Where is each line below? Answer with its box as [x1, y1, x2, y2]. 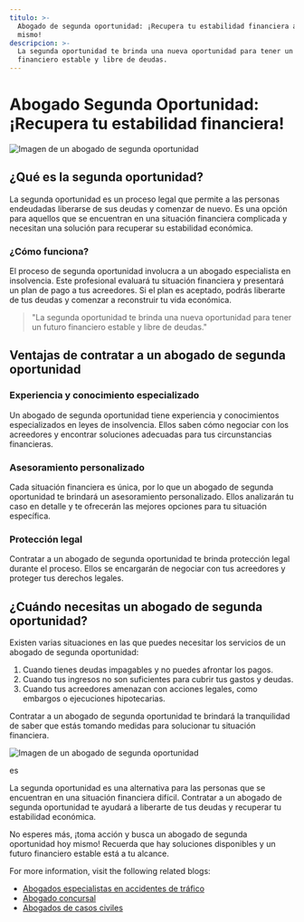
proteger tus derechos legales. [9, 573, 124, 584]
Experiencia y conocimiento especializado [9, 389, 200, 402]
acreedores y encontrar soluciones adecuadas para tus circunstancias [9, 429, 272, 440]
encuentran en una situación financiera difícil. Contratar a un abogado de [9, 793, 282, 803]
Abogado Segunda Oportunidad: [9, 94, 260, 115]
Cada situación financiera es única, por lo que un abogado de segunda [9, 481, 274, 493]
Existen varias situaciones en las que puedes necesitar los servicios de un [9, 637, 287, 648]
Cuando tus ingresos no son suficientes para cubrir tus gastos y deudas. [22, 674, 294, 685]
